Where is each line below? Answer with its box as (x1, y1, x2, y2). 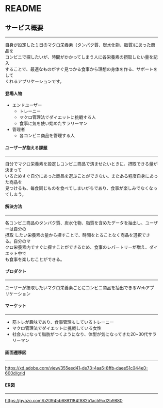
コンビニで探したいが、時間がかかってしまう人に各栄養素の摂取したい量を (5, 54, 154, 60)
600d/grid (5, 371, 25, 376)
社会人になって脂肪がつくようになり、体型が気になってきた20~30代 (12, 332, 148, 337)
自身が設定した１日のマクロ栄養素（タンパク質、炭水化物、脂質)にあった (5, 42, 151, 48)
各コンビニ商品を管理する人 (19, 132, 75, 139)
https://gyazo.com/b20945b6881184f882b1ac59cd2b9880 (5, 398, 123, 404)
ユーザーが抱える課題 (5, 145, 48, 150)
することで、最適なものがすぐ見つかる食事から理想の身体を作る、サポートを (5, 66, 158, 72)
